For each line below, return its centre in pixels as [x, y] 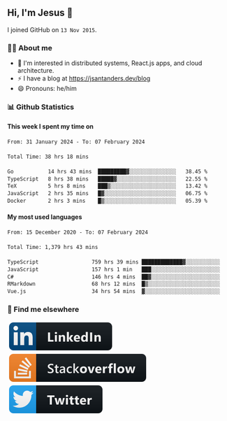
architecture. [36, 71]
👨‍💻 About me [30, 48]
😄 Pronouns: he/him [47, 89]
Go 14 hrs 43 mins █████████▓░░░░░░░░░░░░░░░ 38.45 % [108, 171]
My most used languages [45, 217]
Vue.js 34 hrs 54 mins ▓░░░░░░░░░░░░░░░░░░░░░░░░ [113, 292]
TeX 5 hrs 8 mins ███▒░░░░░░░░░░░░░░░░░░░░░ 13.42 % [108, 186]
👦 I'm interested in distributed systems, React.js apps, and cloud [110, 63]
